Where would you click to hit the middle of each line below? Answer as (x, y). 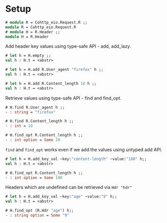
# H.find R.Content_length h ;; (39, 121)
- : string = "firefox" (31, 112)
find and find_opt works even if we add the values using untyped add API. (84, 149)
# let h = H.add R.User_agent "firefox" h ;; (54, 70)
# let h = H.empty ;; (28, 56)
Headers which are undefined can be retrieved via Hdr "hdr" (69, 187)
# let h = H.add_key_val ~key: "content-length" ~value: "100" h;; (76, 159)
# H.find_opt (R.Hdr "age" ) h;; (39, 211)
